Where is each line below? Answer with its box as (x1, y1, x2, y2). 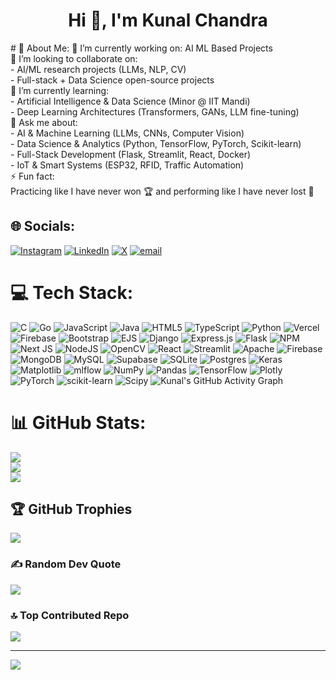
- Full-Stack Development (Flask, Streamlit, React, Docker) (10, 148, 252, 160)
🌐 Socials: (10, 218, 76, 235)
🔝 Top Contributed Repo (10, 608, 130, 622)
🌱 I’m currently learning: (10, 84, 110, 96)
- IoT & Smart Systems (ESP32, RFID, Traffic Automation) (10, 159, 245, 171)
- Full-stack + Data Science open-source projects (10, 74, 215, 86)
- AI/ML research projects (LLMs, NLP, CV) (10, 63, 187, 75)
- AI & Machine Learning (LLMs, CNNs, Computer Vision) (10, 127, 245, 139)
